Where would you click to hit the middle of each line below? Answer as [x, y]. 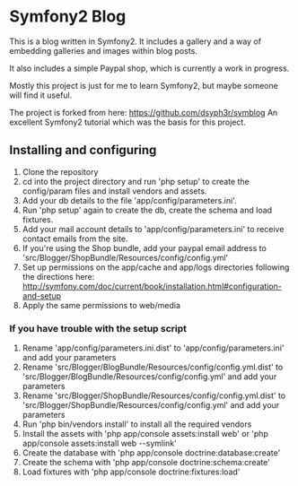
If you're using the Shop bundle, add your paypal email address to [144, 247]
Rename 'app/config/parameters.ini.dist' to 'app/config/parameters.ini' [153, 348]
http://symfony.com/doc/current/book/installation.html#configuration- [152, 286]
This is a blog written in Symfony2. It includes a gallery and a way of [136, 41]
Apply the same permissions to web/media [101, 305]
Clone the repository [60, 171]
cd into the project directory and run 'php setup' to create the [136, 181]
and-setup [41, 295]
